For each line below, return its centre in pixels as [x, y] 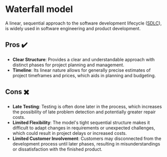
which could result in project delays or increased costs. [69, 133]
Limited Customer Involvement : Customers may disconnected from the [87, 138]
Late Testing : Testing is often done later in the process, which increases [87, 106]
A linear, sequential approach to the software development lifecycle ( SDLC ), [83, 23]
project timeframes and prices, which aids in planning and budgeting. [84, 75]
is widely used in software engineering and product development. [73, 28]
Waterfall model [39, 9]
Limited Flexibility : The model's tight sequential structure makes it [81, 122]
